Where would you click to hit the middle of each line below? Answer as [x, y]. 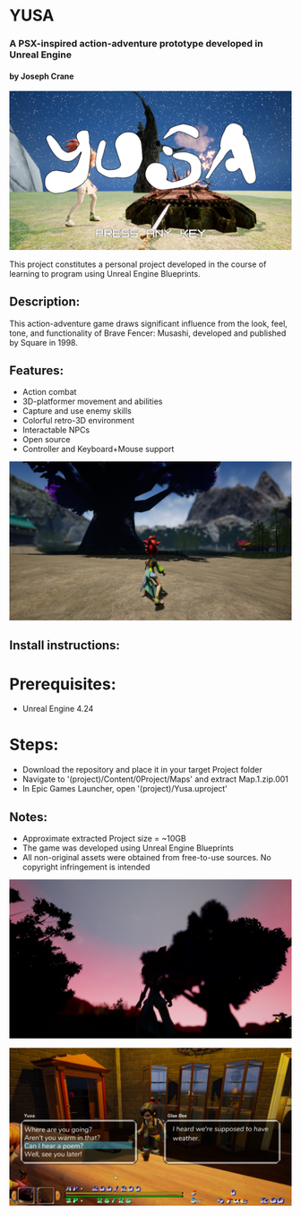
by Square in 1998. [43, 342]
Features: [37, 371]
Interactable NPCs [56, 430]
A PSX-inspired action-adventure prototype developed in [136, 44]
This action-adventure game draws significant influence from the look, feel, [149, 323]
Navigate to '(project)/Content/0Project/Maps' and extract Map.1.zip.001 [155, 779]
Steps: [34, 745]
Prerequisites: [63, 684]
